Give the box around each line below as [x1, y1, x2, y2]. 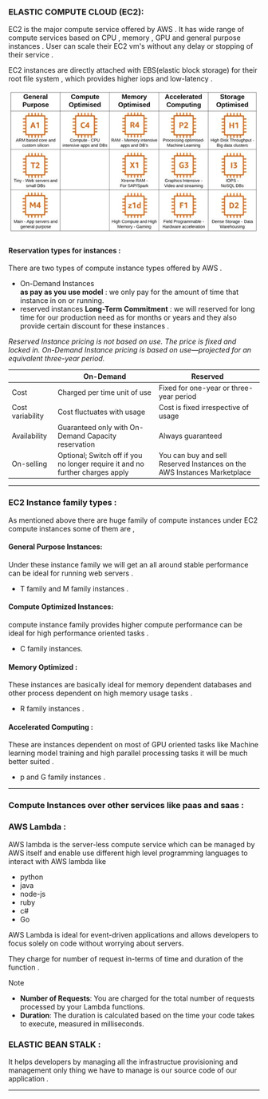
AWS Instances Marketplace [158, 467, 251, 477]
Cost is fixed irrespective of [158, 403, 250, 412]
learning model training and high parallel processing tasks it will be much [8, 748, 248, 758]
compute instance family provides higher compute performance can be [8, 620, 243, 629]
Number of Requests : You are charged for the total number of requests [19, 993, 255, 1003]
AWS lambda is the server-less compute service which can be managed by [8, 839, 255, 849]
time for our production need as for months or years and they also [19, 313, 237, 322]
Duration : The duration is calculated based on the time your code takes [19, 1010, 255, 1020]
